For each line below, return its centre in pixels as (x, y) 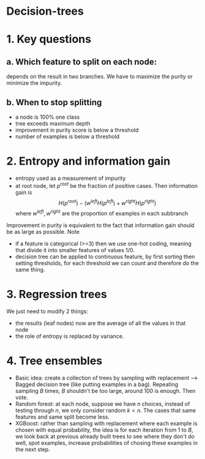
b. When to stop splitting (54, 102)
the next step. (32, 449)
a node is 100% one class (47, 117)
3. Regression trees (57, 294)
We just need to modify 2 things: (47, 311)
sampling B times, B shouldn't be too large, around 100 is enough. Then (105, 390)
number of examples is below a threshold (67, 136)
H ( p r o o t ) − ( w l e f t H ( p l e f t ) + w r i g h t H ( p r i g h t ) (107, 202)
